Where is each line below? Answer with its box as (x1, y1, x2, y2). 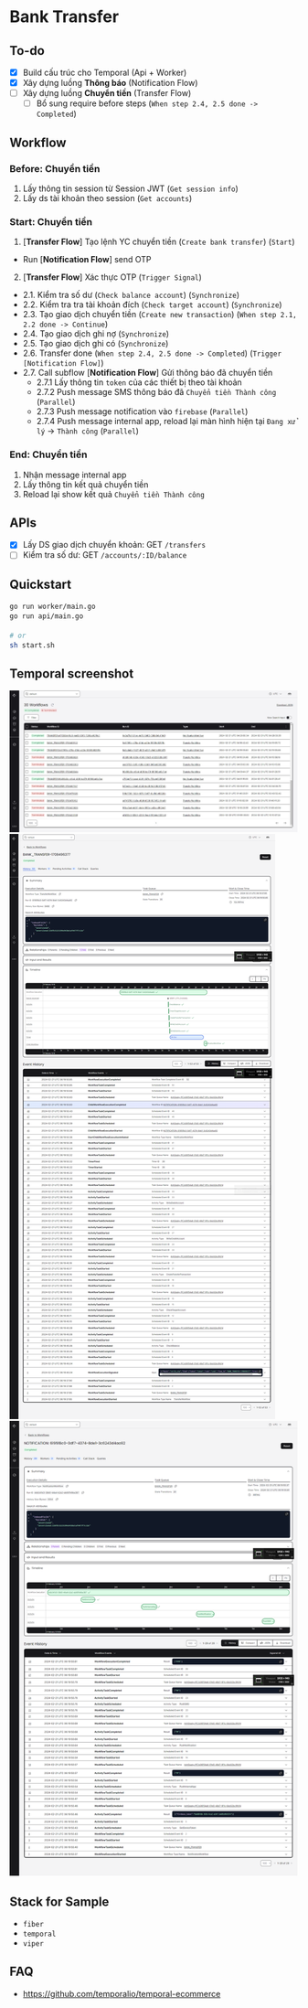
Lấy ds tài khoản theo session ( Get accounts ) (22, 192, 193, 203)
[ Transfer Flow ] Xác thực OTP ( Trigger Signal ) (22, 272, 203, 283)
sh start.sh (9, 640, 55, 650)
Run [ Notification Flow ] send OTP (22, 254, 153, 265)
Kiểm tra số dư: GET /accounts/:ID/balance (22, 550, 187, 561)
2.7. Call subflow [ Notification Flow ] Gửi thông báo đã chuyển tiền (22, 368, 273, 379)
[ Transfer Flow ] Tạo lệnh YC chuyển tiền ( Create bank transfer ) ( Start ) (22, 236, 295, 248)
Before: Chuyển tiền (9, 162, 101, 175)
